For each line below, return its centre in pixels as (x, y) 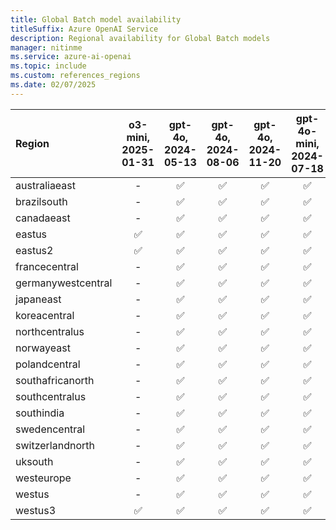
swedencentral (50, 429)
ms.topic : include (48, 66)
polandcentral (48, 364)
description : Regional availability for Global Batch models (140, 38)
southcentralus (51, 396)
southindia (40, 413)
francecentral (47, 266)
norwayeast (43, 348)
